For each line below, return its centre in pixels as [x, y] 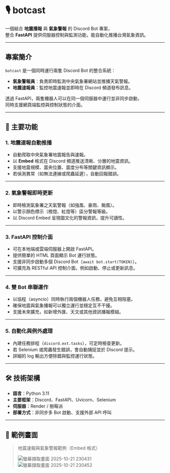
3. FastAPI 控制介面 [29, 237]
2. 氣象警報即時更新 [29, 193]
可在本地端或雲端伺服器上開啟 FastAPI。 [54, 249]
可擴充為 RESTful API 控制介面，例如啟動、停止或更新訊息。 [75, 268]
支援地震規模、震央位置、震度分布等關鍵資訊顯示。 [66, 167]
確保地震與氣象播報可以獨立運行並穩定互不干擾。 [63, 305]
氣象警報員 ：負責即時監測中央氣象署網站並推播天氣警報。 [72, 81]
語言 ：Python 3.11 [31, 393]
